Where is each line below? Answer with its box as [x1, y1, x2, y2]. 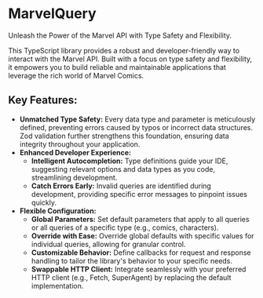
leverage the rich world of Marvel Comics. [8, 71, 144, 80]
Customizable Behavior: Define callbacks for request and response [31, 248, 251, 257]
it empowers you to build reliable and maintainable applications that [8, 62, 226, 71]
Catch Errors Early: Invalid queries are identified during [31, 181, 212, 191]
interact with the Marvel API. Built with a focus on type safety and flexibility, [8, 54, 253, 64]
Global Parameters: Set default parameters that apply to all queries [31, 214, 250, 223]
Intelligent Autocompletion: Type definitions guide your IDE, [31, 156, 228, 165]
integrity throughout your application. [19, 139, 141, 149]
